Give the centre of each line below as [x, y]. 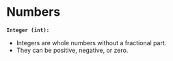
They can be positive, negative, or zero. [72, 50]
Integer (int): [28, 30]
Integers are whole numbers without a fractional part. [91, 42]
